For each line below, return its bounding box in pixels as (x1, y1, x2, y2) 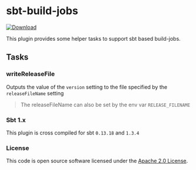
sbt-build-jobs (6, 4, 78, 18)
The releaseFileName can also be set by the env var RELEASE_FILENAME (20, 101, 190, 108)
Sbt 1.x (6, 116, 26, 124)
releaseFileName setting (6, 90, 64, 97)
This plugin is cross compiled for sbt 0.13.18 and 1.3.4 (6, 129, 139, 136)
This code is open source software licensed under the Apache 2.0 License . (6, 158, 188, 165)
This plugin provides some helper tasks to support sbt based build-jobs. (6, 35, 181, 42)
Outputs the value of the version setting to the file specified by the (6, 83, 168, 90)
